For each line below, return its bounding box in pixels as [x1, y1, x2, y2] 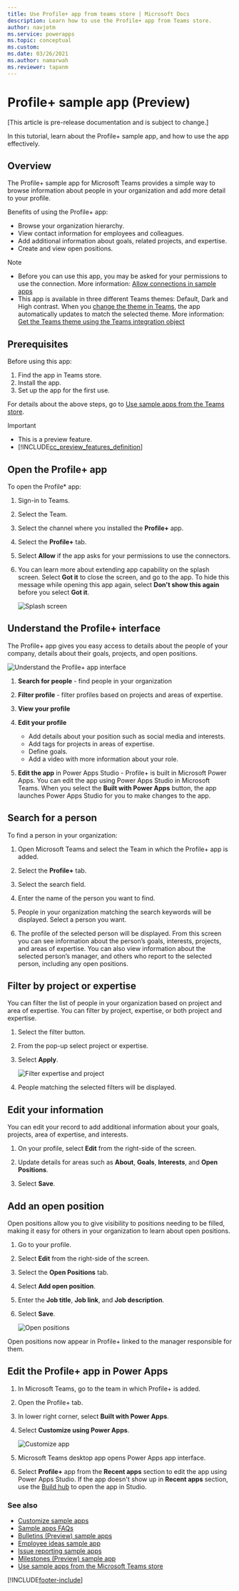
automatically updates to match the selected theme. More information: [17, 310, 225, 318]
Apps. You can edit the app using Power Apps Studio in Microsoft [17, 776, 210, 785]
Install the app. [17, 379, 62, 387]
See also [7, 1500, 38, 1510]
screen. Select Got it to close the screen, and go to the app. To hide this [17, 573, 230, 581]
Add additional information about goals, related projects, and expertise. [17, 237, 227, 245]
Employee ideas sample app [17, 1539, 101, 1548]
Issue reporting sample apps [17, 1547, 102, 1555]
